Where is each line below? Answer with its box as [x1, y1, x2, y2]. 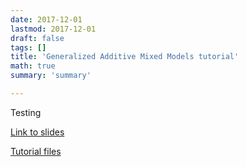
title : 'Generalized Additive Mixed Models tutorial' [10, 52, 240, 62]
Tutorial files [10, 145, 62, 157]
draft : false [10, 33, 65, 43]
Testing [10, 106, 42, 118]
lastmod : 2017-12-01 [10, 24, 97, 34]
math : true [10, 61, 56, 71]
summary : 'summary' [10, 71, 92, 81]
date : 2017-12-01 [10, 14, 83, 25]
